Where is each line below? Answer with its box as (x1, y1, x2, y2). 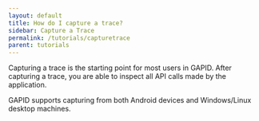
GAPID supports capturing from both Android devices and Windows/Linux (8, 96, 252, 105)
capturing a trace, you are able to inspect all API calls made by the (8, 72, 226, 81)
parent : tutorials (8, 41, 70, 49)
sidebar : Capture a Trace (8, 26, 94, 34)
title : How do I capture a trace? (8, 19, 124, 27)
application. (8, 80, 47, 90)
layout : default (8, 11, 62, 20)
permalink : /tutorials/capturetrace (8, 33, 130, 42)
